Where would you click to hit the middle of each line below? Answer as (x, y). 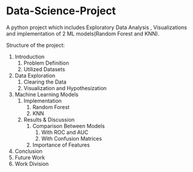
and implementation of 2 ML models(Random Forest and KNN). (83, 33)
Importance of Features (61, 145)
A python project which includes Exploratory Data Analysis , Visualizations (97, 27)
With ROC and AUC (65, 132)
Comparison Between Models (69, 126)
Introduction (30, 56)
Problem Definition (46, 63)
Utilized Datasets (44, 69)
